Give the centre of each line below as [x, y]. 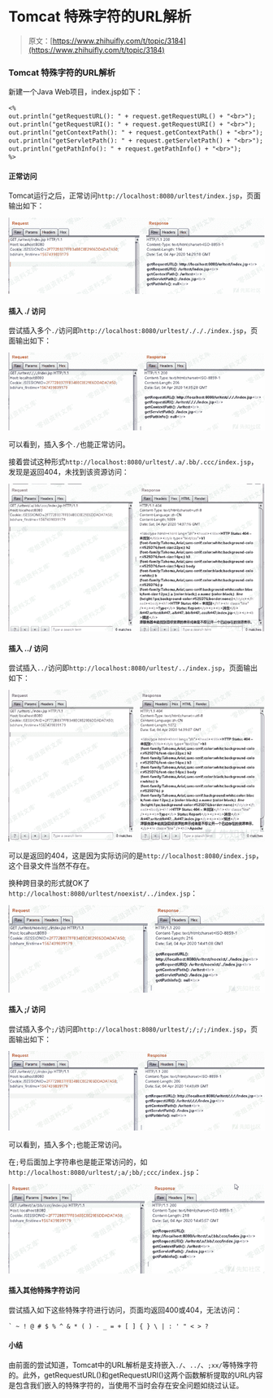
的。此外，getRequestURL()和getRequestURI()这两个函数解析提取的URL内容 [136, 1375]
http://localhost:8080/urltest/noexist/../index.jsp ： [103, 893]
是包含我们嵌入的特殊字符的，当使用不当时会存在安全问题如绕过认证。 [126, 1386]
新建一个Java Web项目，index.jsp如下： [76, 92]
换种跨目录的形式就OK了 [50, 883]
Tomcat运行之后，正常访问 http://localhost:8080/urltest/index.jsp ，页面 [135, 195]
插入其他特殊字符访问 [44, 1291]
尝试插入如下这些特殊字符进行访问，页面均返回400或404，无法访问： [125, 1310]
